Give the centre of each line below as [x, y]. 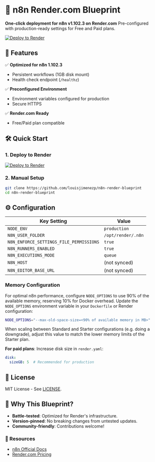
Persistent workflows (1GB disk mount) [51, 74]
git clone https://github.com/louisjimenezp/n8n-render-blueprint [73, 188]
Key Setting [53, 221]
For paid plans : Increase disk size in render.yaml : [54, 349]
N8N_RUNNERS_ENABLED [31, 249]
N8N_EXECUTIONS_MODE [31, 255]
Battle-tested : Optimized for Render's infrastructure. [65, 416]
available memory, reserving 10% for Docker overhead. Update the [72, 301]
